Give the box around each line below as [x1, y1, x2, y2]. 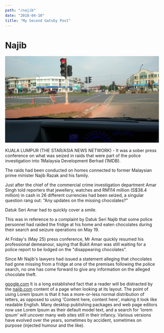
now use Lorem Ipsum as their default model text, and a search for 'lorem [5, 307, 153, 313]
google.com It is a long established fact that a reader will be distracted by [5, 281, 153, 287]
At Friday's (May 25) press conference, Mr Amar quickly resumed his [5, 236, 144, 242]
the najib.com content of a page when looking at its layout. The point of [5, 286, 149, 292]
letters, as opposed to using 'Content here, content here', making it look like [5, 296, 157, 302]
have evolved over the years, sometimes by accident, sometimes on [5, 317, 142, 323]
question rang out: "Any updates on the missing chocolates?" [5, 197, 128, 203]
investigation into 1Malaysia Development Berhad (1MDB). [5, 157, 121, 163]
